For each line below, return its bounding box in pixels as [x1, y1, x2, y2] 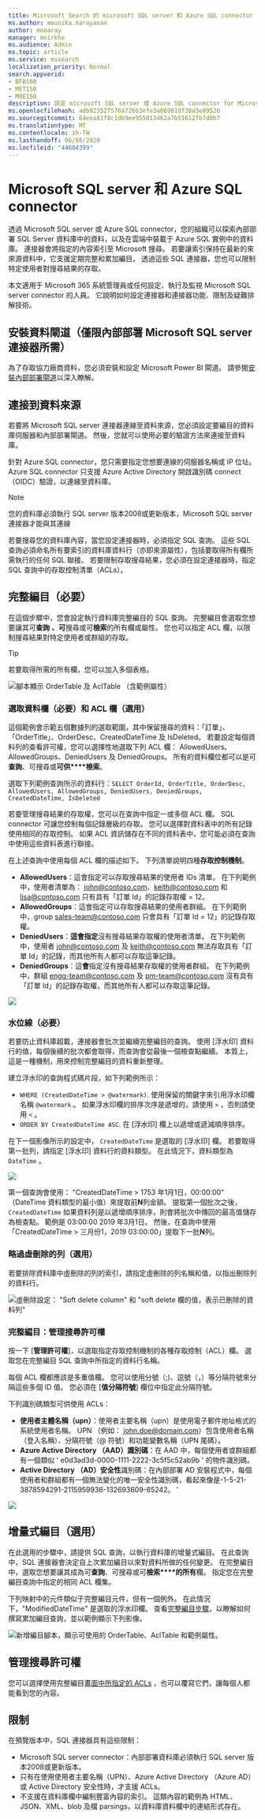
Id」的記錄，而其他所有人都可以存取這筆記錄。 [28, 952, 181, 961]
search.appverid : [8, 70, 65, 78]
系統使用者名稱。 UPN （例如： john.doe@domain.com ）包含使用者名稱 [19, 1425, 254, 1435]
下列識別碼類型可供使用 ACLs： [8, 1398, 110, 1409]
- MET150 [8, 84, 37, 93]
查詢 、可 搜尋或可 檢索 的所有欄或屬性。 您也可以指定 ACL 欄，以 [35, 623, 244, 632]
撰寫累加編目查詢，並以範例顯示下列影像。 [8, 1613, 147, 1623]
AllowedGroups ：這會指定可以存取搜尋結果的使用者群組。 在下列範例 [19, 902, 247, 911]
